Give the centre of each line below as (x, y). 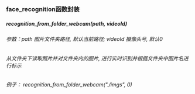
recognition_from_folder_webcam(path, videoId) (67, 23)
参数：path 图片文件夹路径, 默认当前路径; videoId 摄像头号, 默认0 (84, 39)
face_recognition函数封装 (43, 9)
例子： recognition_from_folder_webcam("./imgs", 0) (69, 85)
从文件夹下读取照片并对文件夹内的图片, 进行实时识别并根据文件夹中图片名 (95, 58)
